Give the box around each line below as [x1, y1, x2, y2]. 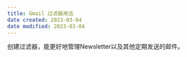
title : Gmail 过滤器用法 [7, 10, 74, 17]
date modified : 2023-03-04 [7, 23, 85, 30]
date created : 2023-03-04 [7, 16, 82, 23]
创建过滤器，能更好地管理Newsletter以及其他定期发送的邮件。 [7, 43, 184, 51]
